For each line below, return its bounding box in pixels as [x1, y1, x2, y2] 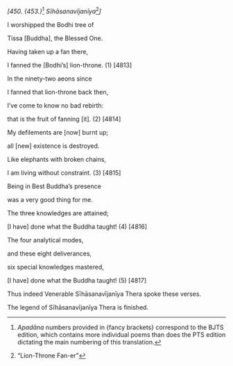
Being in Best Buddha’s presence [7, 182, 102, 190]
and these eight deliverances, [7, 249, 92, 258]
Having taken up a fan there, [7, 47, 89, 56]
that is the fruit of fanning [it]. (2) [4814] [7, 115, 121, 123]
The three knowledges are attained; [7, 208, 109, 217]
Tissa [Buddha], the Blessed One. [7, 34, 103, 42]
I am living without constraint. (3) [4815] [7, 168, 121, 176]
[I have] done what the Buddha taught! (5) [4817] [7, 276, 147, 284]
